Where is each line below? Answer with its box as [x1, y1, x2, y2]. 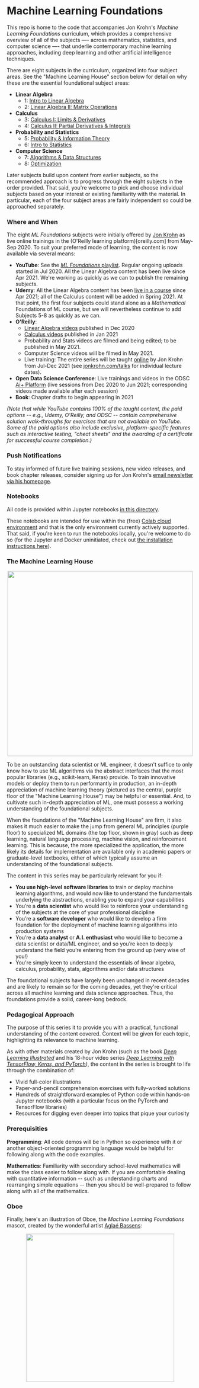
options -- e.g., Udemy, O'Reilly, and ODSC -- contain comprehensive [7, 412, 177, 419]
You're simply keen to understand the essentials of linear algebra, [15, 959, 176, 966]
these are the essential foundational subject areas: [7, 79, 130, 86]
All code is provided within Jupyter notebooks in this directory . [7, 505, 159, 513]
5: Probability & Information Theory [24, 134, 110, 142]
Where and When [7, 217, 58, 226]
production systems [15, 928, 65, 935]
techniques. [7, 55, 36, 62]
